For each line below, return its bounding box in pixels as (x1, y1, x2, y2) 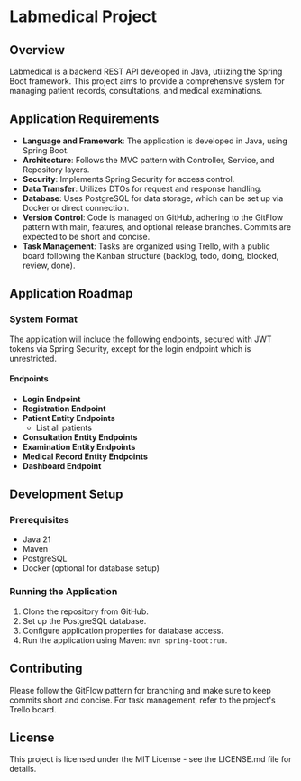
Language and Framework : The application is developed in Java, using (22, 135, 288, 146)
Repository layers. (22, 164, 90, 175)
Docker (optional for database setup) (22, 563, 160, 574)
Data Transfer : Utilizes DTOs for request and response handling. (22, 183, 263, 194)
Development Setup (9, 487, 123, 502)
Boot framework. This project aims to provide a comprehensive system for (9, 76, 286, 87)
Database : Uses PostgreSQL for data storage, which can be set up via (22, 192, 284, 204)
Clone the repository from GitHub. (22, 606, 149, 617)
